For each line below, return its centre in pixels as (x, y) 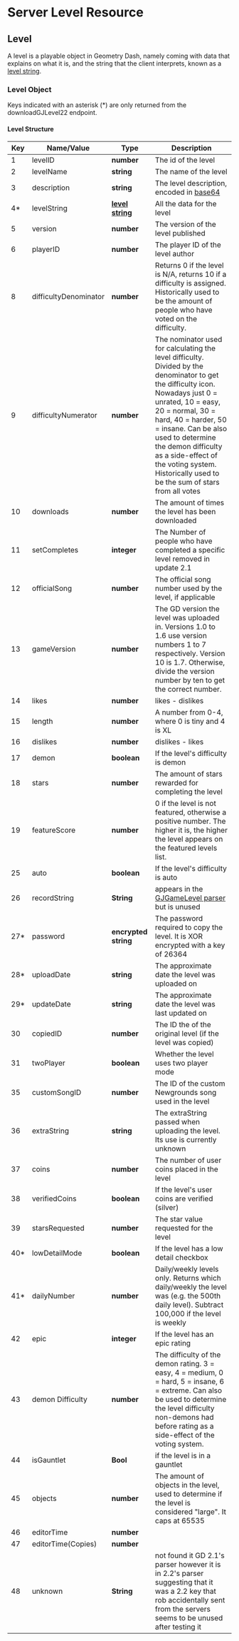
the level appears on (189, 839)
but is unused (178, 907)
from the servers (183, 1609)
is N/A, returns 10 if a (191, 274)
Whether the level (185, 1054)
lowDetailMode (57, 1253)
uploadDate (51, 974)
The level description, (191, 183)
